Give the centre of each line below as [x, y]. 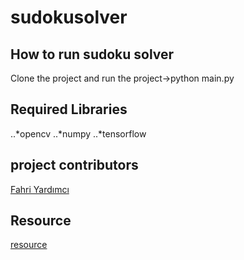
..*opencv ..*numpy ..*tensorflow [78, 133]
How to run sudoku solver [92, 54]
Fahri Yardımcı [40, 189]
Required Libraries [69, 109]
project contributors [74, 165]
